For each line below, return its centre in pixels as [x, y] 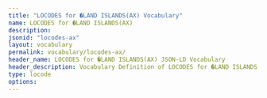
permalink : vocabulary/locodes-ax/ [67, 52]
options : [23, 81]
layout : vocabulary [41, 45]
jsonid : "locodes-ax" [44, 38]
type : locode [30, 74]
